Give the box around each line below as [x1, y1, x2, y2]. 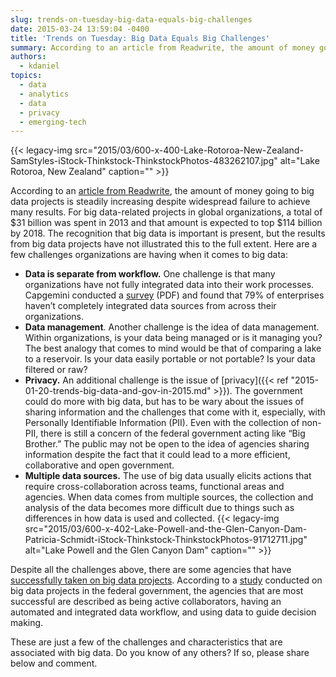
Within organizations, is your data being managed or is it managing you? [24, 332, 323, 344]
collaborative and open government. [24, 459, 175, 471]
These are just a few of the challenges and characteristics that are [10, 636, 283, 648]
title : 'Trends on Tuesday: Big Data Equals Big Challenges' [10, 33, 271, 43]
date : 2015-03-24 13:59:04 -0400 [10, 24, 150, 34]
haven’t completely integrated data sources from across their [24, 300, 277, 312]
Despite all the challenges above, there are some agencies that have [10, 564, 292, 576]
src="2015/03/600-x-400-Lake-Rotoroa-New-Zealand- [74, 144, 304, 156]
